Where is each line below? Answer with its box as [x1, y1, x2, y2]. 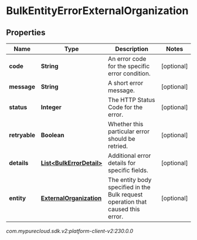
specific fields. [108, 166, 148, 174]
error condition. [108, 69, 151, 77]
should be [108, 135, 136, 143]
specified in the [108, 183, 151, 191]
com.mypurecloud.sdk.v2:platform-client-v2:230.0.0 [6, 228, 134, 234]
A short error [108, 79, 144, 87]
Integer [40, 103, 62, 111]
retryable [9, 131, 35, 139]
